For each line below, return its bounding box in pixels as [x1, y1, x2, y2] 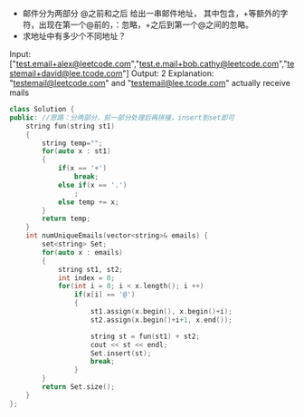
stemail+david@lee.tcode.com [9, 68, 123, 79]
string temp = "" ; [42, 139, 103, 148]
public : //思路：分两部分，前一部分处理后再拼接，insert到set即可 [9, 112, 235, 122]
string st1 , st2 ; [57, 265, 124, 274]
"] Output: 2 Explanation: [121, 68, 214, 79]
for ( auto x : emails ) [42, 247, 124, 257]
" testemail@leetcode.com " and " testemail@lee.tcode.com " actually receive [9, 78, 291, 88]
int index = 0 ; [57, 273, 116, 283]
